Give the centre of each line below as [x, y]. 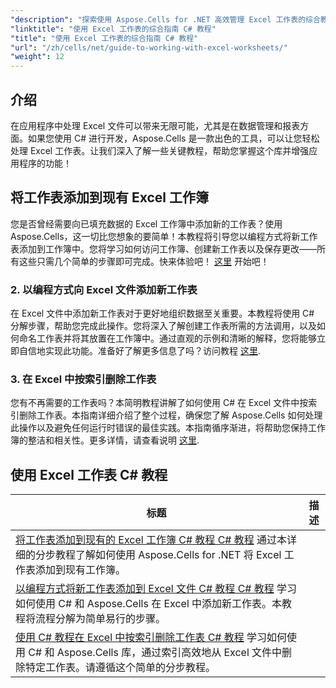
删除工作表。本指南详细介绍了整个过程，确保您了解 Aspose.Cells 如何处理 [170, 415]
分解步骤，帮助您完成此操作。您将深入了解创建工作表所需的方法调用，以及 [163, 326]
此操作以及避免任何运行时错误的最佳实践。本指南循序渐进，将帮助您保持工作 [168, 428]
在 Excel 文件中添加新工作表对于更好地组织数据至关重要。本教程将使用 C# [162, 313]
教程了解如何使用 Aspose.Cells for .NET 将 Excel [168, 555]
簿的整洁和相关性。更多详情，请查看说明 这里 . [105, 440]
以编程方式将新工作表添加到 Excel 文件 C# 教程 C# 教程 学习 [156, 589]
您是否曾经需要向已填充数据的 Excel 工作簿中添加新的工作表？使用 [146, 223]
